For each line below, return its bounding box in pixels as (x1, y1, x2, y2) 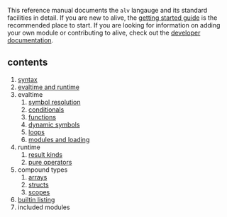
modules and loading (28, 135, 90, 143)
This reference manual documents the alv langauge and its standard (7, 6, 208, 14)
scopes (28, 187, 50, 197)
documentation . (7, 36, 54, 45)
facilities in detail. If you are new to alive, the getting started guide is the (7, 13, 218, 22)
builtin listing (17, 195, 55, 204)
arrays (28, 172, 48, 181)
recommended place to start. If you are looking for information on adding (7, 21, 221, 29)
